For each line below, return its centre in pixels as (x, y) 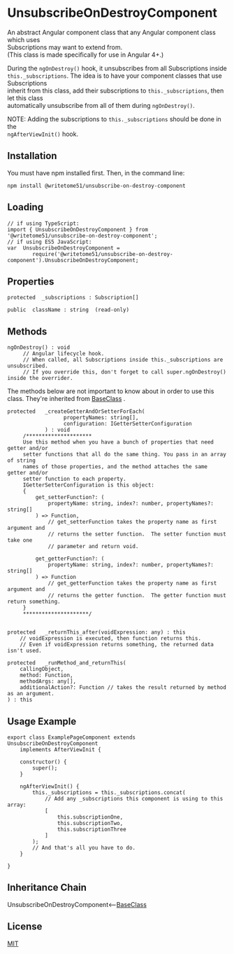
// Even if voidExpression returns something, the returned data (117, 645)
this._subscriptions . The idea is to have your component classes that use (115, 76)
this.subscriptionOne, (90, 817)
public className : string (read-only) (68, 310)
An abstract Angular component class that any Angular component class (112, 32)
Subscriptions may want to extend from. (65, 47)
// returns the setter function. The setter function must (137, 534)
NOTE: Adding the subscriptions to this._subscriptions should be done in (114, 119)
